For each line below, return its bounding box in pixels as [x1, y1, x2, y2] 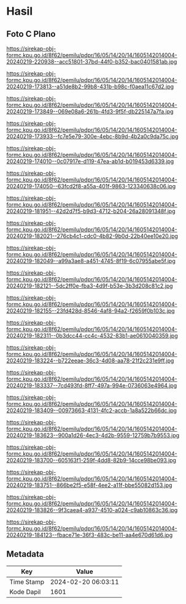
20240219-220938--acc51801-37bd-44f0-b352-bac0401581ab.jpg [6, 58, 177, 65]
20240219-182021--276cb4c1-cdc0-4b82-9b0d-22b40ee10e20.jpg [6, 232, 178, 240]
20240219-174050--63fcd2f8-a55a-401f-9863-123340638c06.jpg [6, 183, 176, 189]
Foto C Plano [6, 29, 56, 39]
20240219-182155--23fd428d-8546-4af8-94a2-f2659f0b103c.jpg [6, 307, 175, 314]
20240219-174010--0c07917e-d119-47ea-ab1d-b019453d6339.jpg [6, 158, 174, 165]
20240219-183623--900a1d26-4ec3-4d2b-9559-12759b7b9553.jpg [6, 432, 180, 439]
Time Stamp [9, 578, 45, 586]
